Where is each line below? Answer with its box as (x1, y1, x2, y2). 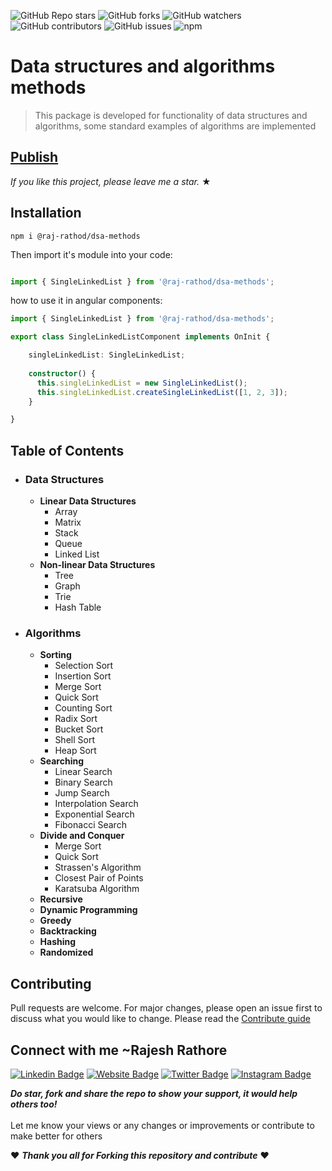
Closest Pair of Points (54, 872, 144, 884)
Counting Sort (54, 702, 113, 714)
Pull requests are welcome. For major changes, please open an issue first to (10, 1002, 323, 1014)
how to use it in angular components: (10, 295, 163, 307)
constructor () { (28, 368, 97, 379)
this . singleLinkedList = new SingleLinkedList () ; (36, 378, 248, 388)
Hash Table (54, 601, 102, 613)
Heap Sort (54, 745, 97, 757)
